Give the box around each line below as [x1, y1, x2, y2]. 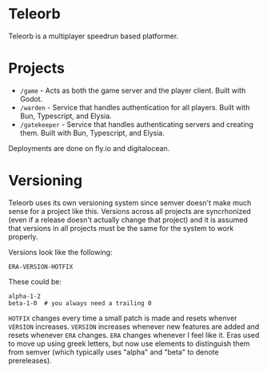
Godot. [19, 93, 43, 104]
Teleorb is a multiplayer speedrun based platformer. [8, 31, 179, 41]
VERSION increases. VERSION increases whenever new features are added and [8, 321, 260, 331]
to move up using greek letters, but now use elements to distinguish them [8, 339, 250, 348]
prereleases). [8, 355, 52, 365]
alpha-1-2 [8, 292, 42, 300]
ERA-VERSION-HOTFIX [8, 263, 74, 271]
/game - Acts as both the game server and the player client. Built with [19, 85, 246, 95]
